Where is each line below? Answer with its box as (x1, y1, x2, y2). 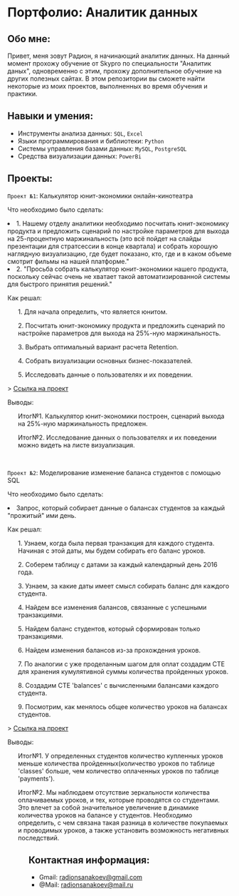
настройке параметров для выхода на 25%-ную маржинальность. (17, 329, 221, 337)
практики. (7, 90, 38, 98)
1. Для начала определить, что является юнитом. (17, 307, 168, 316)
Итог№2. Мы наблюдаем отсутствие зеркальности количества (17, 788, 210, 796)
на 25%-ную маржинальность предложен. (17, 419, 148, 428)
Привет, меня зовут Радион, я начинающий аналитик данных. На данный (7, 51, 230, 60)
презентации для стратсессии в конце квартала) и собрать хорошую (7, 242, 218, 250)
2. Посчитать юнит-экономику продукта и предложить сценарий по (17, 321, 225, 330)
